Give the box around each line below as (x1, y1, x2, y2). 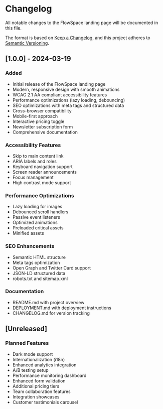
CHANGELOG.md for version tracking (12, 310, 90, 316)
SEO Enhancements (5, 243, 55, 250)
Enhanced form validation (12, 377, 66, 384)
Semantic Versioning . (5, 40, 49, 46)
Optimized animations (12, 219, 58, 226)
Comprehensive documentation (12, 129, 78, 135)
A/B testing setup (12, 367, 49, 373)
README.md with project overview (12, 299, 85, 305)
